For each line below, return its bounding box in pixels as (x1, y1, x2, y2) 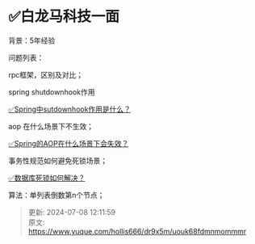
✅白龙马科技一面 (8, 7, 119, 26)
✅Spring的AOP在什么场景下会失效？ (8, 138, 129, 148)
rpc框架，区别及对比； (8, 69, 84, 79)
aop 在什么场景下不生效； (8, 121, 94, 131)
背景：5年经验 (8, 36, 56, 45)
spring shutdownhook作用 (8, 86, 95, 97)
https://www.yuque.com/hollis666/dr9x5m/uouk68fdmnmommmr (27, 226, 247, 236)
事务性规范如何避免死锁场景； (8, 155, 107, 166)
